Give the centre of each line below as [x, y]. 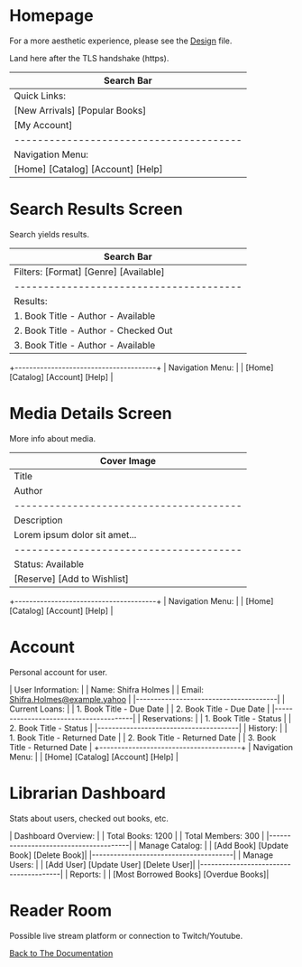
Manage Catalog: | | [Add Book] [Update [213, 845]
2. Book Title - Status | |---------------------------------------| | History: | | [148, 728]
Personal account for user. [59, 672]
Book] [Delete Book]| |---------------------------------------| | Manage [141, 855]
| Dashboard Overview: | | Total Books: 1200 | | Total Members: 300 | [137, 835]
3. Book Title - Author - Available [85, 345]
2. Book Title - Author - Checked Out [93, 330]
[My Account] [43, 125]
